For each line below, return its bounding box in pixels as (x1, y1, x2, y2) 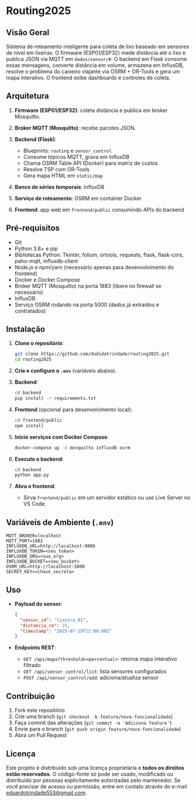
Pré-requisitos (6, 223, 60, 233)
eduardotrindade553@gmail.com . (6, 789, 87, 796)
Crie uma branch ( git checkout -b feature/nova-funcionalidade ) (14, 713, 173, 720)
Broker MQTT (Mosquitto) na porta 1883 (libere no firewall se (14, 282, 162, 289)
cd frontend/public (14, 417, 63, 423)
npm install (14, 422, 44, 429)
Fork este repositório (14, 707, 66, 714)
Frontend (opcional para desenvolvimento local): (14, 406, 133, 413)
